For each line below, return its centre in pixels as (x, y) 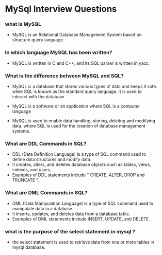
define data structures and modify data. (52, 160)
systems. (21, 131)
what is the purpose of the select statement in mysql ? (70, 231)
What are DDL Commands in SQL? (46, 144)
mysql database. (29, 247)
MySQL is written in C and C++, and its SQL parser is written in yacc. (81, 63)
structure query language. (38, 40)
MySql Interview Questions (61, 9)
